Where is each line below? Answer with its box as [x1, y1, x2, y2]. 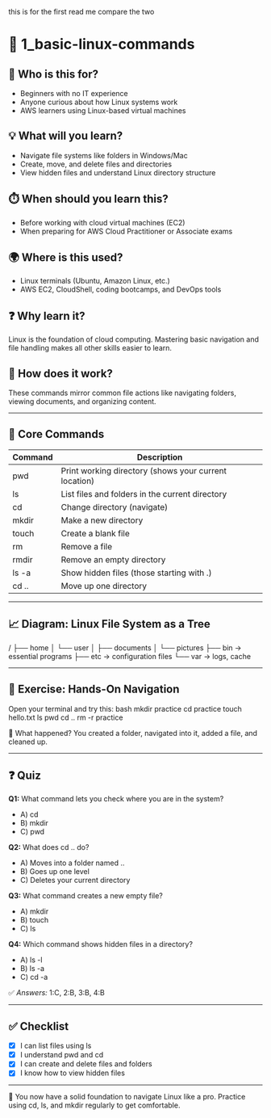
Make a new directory [60, 515, 144, 526]
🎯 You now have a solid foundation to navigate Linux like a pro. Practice [8, 1092, 246, 1102]
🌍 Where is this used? [8, 250, 123, 265]
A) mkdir [19, 906, 49, 916]
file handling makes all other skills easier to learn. [8, 343, 172, 353]
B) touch [19, 915, 49, 925]
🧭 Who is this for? [8, 67, 99, 81]
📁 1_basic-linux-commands [8, 36, 195, 53]
